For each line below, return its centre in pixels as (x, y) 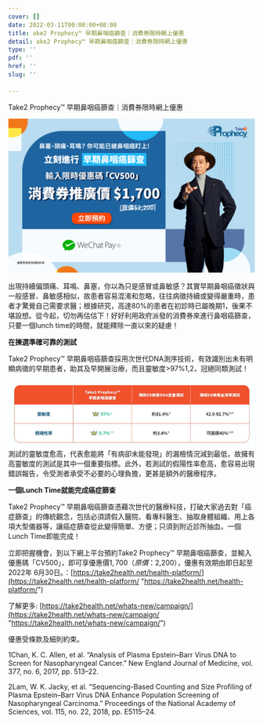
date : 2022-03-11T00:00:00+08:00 (63, 25)
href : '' (22, 67)
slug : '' (22, 75)
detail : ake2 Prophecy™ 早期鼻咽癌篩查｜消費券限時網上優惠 (98, 42)
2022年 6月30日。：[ (41, 572)
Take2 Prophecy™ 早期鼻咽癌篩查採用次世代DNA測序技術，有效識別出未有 (127, 358)
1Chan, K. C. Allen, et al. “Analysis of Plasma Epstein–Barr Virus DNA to (122, 655)
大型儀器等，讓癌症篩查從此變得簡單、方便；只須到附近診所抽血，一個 (128, 526)
